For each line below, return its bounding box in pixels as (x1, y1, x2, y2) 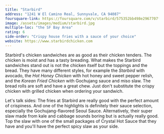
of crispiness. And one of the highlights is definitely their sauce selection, (5, 102, 153, 108)
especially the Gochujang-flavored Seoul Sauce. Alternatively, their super (5, 108, 153, 114)
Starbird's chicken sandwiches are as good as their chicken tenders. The (5, 52, 152, 58)
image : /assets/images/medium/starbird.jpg (5, 20, 95, 26)
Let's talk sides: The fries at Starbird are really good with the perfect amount (5, 98, 159, 103)
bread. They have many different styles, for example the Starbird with (5, 67, 145, 73)
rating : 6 (5, 30, 25, 34)
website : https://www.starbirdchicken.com (5, 39, 93, 44)
